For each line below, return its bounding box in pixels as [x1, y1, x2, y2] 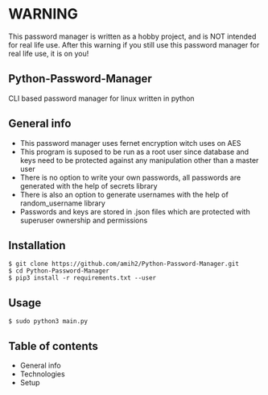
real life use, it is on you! [8, 48, 89, 58]
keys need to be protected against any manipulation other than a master [19, 155, 259, 165]
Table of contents [8, 339, 98, 353]
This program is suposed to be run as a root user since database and [19, 147, 249, 156]
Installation [8, 239, 66, 252]
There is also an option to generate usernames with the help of [19, 189, 229, 199]
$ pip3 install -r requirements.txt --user [8, 274, 157, 282]
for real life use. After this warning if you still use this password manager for [8, 39, 260, 49]
